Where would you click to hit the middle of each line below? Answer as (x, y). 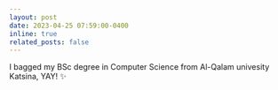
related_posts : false (49, 42)
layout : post (33, 17)
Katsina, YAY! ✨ (38, 77)
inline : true (33, 34)
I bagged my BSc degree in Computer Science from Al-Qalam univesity (139, 67)
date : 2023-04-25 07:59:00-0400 (69, 26)
